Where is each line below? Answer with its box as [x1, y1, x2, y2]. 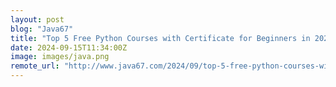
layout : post [10, 14, 65, 25]
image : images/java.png [10, 52, 110, 62]
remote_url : [10, 61, 60, 71]
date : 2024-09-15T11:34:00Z [10, 42, 128, 53]
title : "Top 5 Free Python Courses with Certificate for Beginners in [10, 33, 311, 43]
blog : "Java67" [10, 24, 74, 34]
